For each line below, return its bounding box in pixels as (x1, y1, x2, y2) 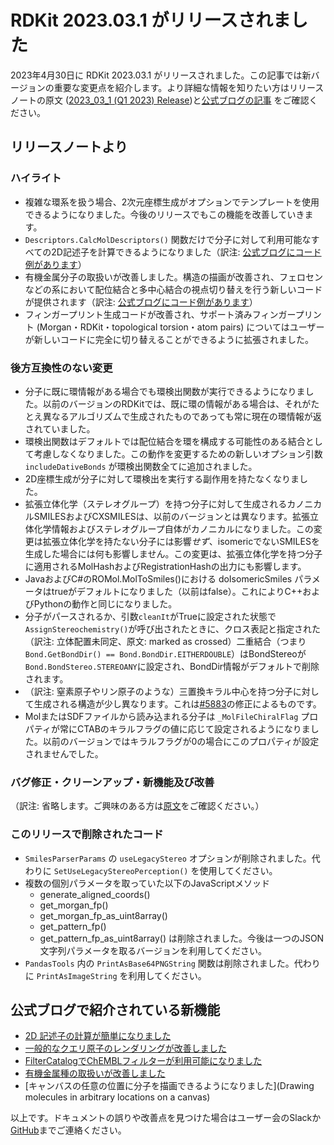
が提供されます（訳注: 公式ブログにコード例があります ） (24, 296, 258, 308)
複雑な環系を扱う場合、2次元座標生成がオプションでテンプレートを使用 (24, 196, 320, 208)
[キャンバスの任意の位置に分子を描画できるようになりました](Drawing (24, 1080, 315, 1092)
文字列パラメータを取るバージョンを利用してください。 (39, 944, 268, 956)
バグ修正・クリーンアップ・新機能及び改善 (10, 775, 215, 789)
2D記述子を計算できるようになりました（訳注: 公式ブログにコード (51, 246, 322, 258)
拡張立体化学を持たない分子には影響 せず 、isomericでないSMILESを (42, 535, 320, 547)
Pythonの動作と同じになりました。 (33, 597, 178, 610)
